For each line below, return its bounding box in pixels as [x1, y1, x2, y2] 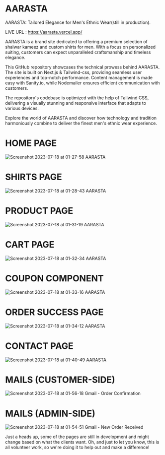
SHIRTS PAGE [5, 172, 62, 183]
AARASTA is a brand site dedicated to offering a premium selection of [5, 38, 148, 45]
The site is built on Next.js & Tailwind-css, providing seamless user [5, 69, 142, 75]
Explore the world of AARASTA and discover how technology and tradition [5, 115, 157, 121]
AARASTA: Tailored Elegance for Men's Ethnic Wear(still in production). [5, 19, 151, 25]
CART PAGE [5, 239, 55, 250]
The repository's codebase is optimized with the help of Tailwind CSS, [5, 95, 149, 101]
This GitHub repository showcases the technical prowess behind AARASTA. [5, 64, 160, 70]
